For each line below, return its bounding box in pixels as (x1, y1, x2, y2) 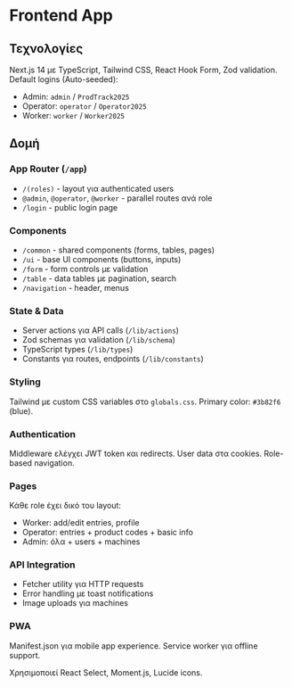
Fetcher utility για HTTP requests (21, 579, 144, 590)
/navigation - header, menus (21, 282, 129, 293)
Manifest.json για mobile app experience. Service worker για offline (9, 640, 258, 651)
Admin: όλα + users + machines (21, 536, 141, 547)
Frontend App (9, 5, 113, 26)
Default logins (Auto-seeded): (9, 74, 118, 85)
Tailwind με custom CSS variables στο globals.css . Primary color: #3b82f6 (9, 396, 281, 407)
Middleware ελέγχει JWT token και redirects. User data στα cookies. (9, 448, 263, 459)
